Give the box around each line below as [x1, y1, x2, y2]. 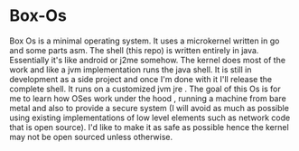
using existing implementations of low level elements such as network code [9, 112, 291, 123]
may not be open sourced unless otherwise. [9, 131, 173, 142]
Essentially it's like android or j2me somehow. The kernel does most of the [9, 54, 286, 65]
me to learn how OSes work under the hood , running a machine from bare [9, 92, 286, 104]
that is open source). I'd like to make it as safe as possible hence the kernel [9, 121, 289, 132]
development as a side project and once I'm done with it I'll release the [9, 73, 273, 84]
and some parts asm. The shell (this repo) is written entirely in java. [9, 44, 259, 55]
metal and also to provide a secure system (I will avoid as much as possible [9, 102, 289, 113]
